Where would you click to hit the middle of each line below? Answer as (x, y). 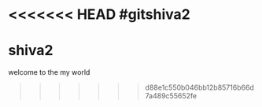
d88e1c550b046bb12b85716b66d (199, 87)
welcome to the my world (49, 72)
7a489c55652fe (171, 96)
